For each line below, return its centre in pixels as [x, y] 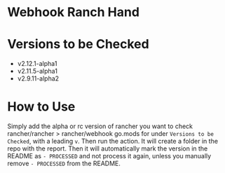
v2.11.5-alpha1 [37, 71]
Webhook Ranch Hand [74, 12]
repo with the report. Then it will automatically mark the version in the [108, 148]
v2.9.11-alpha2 [38, 78]
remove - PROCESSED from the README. [64, 164]
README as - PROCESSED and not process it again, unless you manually [109, 156]
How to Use [41, 107]
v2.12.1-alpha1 [37, 64]
